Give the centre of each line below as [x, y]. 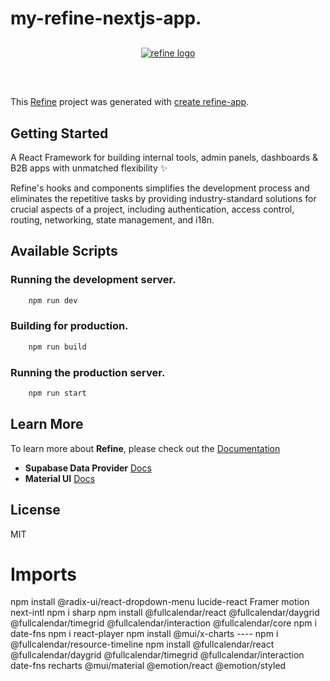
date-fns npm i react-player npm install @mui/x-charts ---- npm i [144, 634]
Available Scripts [64, 251]
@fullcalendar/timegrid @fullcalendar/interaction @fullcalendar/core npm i [163, 623]
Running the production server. [88, 372]
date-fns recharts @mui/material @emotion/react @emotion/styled [148, 666]
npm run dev [53, 300]
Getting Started [59, 133]
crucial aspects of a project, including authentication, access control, [152, 209]
